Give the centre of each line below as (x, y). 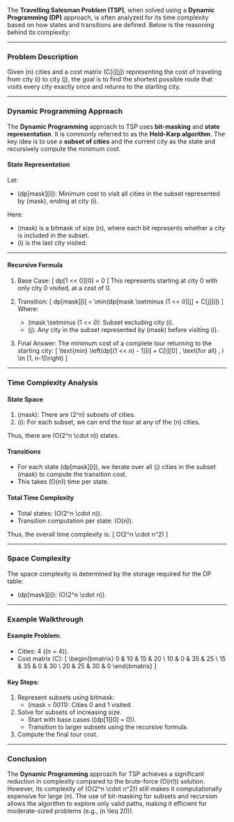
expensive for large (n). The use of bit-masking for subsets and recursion (112, 796)
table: (15, 581)
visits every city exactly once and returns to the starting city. (94, 87)
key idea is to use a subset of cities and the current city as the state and (111, 141)
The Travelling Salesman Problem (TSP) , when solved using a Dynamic (111, 10)
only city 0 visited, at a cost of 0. (64, 288)
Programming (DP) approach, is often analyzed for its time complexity (108, 17)
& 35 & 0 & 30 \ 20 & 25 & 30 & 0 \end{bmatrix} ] (87, 666)
